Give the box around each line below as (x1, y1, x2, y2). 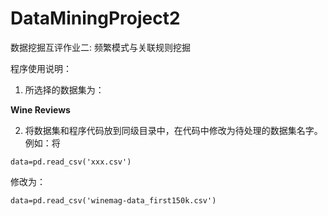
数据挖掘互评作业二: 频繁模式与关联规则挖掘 (10, 41, 191, 53)
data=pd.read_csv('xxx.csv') (10, 157, 132, 167)
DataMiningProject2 (10, 7, 181, 30)
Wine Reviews (10, 103, 71, 116)
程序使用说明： (10, 62, 72, 74)
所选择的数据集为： (24, 83, 105, 96)
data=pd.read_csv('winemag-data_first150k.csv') (10, 195, 217, 206)
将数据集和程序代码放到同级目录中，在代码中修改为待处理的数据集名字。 (24, 124, 323, 136)
